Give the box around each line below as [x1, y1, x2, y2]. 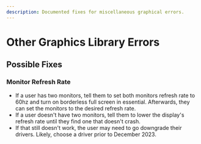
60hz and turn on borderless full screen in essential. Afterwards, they [15, 98, 191, 106]
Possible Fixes [6, 59, 62, 70]
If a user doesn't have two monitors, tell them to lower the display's [15, 111, 185, 118]
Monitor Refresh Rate [6, 77, 71, 86]
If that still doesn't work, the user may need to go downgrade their [15, 124, 182, 131]
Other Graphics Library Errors [6, 35, 160, 49]
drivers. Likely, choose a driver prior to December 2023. [15, 131, 157, 138]
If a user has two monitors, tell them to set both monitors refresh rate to [15, 92, 196, 99]
